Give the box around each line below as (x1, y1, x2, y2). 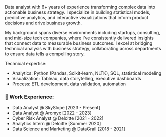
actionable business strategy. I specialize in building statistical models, (5, 9, 151, 15)
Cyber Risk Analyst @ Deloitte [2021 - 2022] (12, 115, 104, 121)
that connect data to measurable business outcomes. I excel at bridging (5, 40, 153, 46)
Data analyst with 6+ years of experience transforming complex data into (5, 4, 156, 10)
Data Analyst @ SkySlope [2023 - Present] (12, 105, 101, 111)
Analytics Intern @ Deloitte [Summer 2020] (12, 121, 101, 127)
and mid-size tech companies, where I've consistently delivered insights (5, 35, 154, 41)
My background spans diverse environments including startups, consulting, (5, 30, 161, 35)
